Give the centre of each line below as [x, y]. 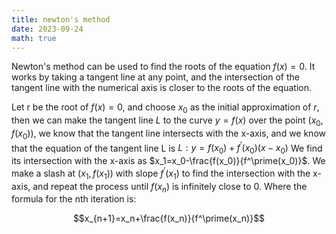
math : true [34, 38]
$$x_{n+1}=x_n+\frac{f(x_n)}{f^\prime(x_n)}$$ [169, 218]
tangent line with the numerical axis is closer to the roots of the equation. [161, 88]
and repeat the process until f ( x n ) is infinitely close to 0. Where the [170, 187]
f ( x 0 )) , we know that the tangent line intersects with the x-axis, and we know [168, 134]
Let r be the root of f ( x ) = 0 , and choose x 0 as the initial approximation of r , [165, 108]
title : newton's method [61, 19]
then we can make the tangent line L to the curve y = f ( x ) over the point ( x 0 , [167, 121]
